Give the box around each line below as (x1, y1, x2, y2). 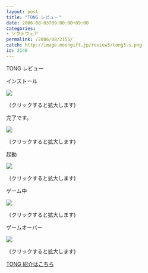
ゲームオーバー (6, 223, 43, 231)
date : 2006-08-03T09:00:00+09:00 (6, 20, 89, 26)
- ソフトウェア (6, 31, 39, 37)
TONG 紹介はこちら (6, 260, 55, 268)
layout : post (6, 8, 39, 15)
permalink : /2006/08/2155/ (6, 36, 73, 42)
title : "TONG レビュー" (6, 14, 61, 20)
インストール (6, 77, 37, 84)
